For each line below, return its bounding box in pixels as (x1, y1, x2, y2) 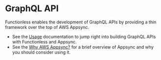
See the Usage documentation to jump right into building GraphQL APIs (12, 34, 156, 40)
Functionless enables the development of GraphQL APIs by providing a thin (5, 19, 157, 25)
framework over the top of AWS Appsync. (5, 24, 90, 30)
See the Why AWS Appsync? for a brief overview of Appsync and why (12, 44, 154, 50)
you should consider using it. (12, 49, 71, 55)
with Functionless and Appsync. (12, 39, 77, 44)
